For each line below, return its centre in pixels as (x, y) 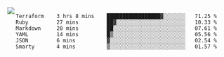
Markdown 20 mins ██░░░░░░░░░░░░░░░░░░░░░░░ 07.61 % (117, 28)
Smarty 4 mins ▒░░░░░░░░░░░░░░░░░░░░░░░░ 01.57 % (117, 47)
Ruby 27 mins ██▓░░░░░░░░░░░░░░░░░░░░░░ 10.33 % (117, 22)
